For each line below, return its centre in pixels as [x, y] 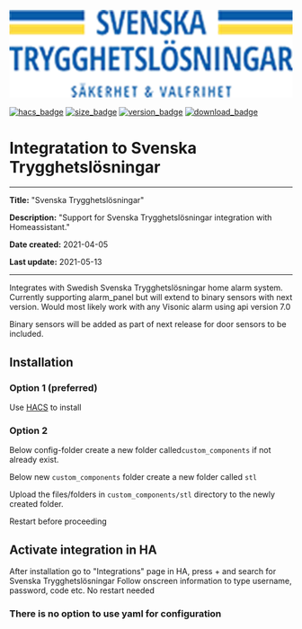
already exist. [34, 460]
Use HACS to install [45, 408]
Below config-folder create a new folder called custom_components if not [140, 450]
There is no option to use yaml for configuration [115, 614]
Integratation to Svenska [103, 148]
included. [27, 334]
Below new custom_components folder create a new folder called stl [133, 477]
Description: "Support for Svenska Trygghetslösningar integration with [141, 217]
